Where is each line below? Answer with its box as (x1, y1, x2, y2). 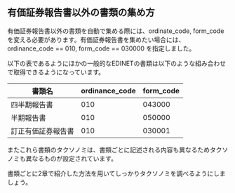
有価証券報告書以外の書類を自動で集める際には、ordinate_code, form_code (7, 27, 224, 35)
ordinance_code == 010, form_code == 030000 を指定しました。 (7, 44, 196, 53)
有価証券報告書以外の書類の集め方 (7, 6, 155, 19)
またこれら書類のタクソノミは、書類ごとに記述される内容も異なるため (7, 145, 210, 154)
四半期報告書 (11, 100, 54, 109)
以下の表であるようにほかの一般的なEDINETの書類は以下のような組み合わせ (7, 59, 227, 67)
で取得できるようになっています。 (7, 67, 105, 76)
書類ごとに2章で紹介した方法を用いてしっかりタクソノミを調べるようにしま (7, 169, 226, 178)
